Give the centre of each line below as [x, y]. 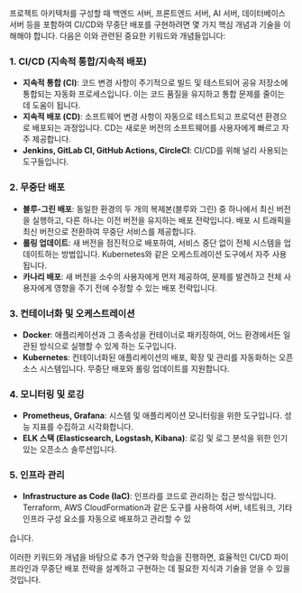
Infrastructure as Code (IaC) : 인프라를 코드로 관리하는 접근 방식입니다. [149, 496]
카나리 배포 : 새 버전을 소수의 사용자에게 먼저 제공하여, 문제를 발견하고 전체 [152, 276]
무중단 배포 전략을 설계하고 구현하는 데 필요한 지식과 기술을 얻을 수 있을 [165, 569]
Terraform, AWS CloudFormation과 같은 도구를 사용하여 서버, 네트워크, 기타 [157, 507]
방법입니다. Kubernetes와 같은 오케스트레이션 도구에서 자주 [166, 254]
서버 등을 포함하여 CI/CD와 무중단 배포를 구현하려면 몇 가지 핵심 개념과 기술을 [145, 24]
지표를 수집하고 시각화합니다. [82, 427]
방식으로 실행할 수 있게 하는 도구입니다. [108, 346]
